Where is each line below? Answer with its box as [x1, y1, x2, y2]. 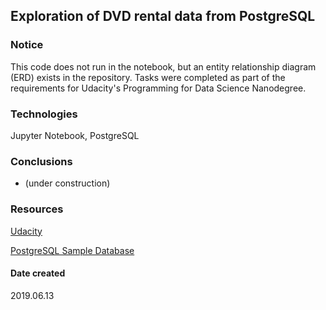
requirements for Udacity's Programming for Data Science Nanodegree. [10, 82, 307, 94]
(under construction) [24, 177, 111, 189]
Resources [10, 202, 64, 216]
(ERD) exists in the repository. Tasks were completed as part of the [10, 71, 286, 83]
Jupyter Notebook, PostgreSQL [10, 129, 140, 141]
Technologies [10, 107, 78, 121]
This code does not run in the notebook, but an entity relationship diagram [10, 60, 317, 73]
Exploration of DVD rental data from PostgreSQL [10, 8, 316, 25]
